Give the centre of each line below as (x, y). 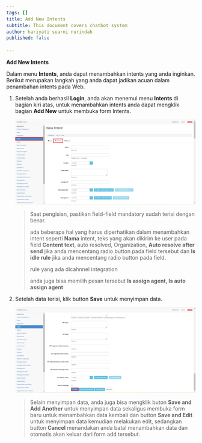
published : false (28, 38)
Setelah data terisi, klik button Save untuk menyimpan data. (88, 299)
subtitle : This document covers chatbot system (67, 25)
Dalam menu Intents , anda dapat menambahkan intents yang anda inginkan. (101, 74)
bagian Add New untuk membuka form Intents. (73, 111)
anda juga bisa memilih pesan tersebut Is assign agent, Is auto (108, 281)
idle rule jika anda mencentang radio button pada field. (98, 258)
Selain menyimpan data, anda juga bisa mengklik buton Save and (111, 402)
